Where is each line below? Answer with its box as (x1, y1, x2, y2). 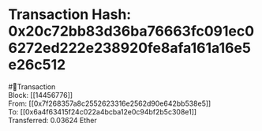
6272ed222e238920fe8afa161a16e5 (8, 39, 251, 57)
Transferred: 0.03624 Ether (8, 115, 97, 125)
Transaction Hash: (8, 6, 132, 24)
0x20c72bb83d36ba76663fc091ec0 (8, 22, 255, 40)
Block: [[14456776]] (8, 90, 73, 99)
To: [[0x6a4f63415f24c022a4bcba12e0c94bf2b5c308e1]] (8, 107, 197, 116)
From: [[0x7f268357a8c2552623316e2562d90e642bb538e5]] (8, 99, 211, 108)
